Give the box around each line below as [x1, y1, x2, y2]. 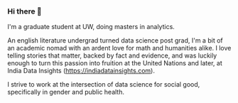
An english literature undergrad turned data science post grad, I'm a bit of [7, 36, 223, 45]
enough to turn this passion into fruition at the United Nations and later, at [7, 59, 222, 67]
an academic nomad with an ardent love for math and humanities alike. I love [7, 44, 232, 53]
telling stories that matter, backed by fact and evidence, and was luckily [7, 51, 217, 60]
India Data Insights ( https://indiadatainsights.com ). [7, 67, 155, 75]
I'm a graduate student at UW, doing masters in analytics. [7, 23, 175, 31]
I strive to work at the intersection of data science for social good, [7, 80, 200, 89]
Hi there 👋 [7, 6, 43, 16]
